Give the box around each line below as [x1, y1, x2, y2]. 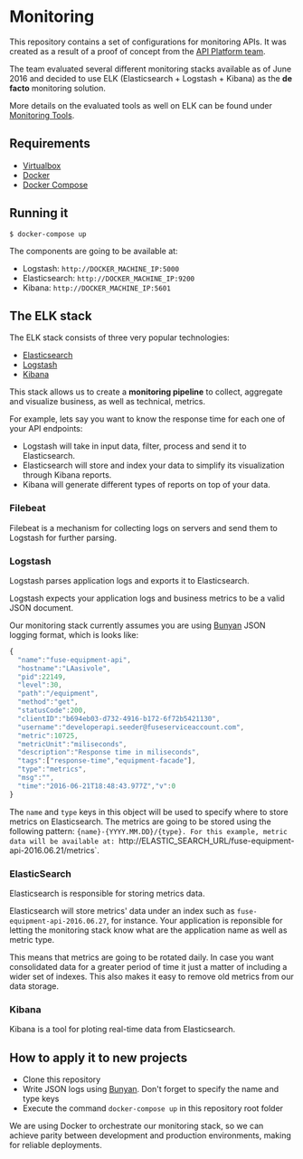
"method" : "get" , [17, 698, 79, 707]
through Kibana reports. [22, 470, 112, 480]
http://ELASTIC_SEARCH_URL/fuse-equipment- [118, 835, 295, 846]
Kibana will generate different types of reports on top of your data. [22, 480, 271, 490]
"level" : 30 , [17, 680, 63, 689]
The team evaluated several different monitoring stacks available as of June [9, 63, 292, 74]
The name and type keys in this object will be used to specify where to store [9, 806, 289, 817]
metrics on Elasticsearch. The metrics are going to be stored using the [9, 816, 271, 827]
